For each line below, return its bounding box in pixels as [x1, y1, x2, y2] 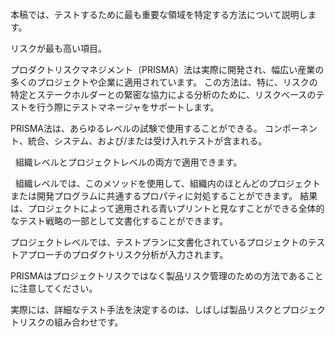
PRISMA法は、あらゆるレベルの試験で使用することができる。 [10, 123, 263, 134]
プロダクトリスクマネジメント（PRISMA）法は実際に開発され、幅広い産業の [10, 64, 325, 75]
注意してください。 [18, 283, 98, 294]
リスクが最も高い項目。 [10, 43, 107, 54]
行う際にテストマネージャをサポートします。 [36, 101, 220, 113]
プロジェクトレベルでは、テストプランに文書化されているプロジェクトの [10, 236, 308, 248]
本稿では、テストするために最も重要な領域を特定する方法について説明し [10, 9, 308, 20]
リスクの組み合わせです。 [18, 316, 124, 328]
